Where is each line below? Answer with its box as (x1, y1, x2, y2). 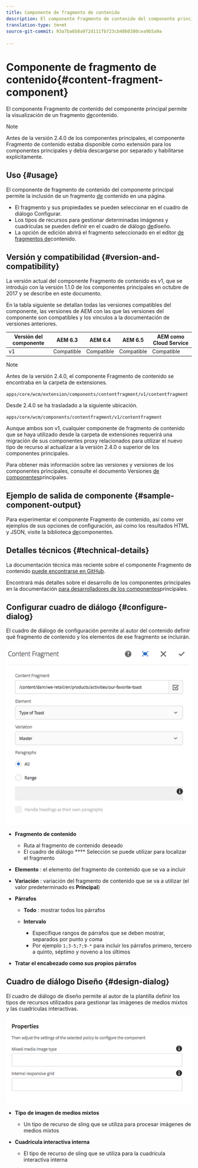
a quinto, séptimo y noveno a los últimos (32, 948, 131, 955)
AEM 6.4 (89, 336, 111, 343)
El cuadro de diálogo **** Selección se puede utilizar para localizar (23, 848, 187, 855)
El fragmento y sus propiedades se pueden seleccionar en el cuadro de (14, 204, 189, 211)
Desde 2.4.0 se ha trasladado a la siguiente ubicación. (6, 402, 138, 409)
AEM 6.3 (56, 336, 78, 343)
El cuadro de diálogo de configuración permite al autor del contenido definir (6, 627, 190, 635)
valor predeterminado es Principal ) (14, 883, 100, 890)
